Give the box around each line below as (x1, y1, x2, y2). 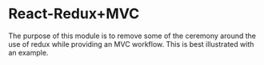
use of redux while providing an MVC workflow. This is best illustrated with (8, 39, 254, 48)
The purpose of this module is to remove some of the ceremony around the (8, 31, 256, 40)
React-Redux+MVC (8, 5, 140, 23)
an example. (8, 48, 49, 57)
